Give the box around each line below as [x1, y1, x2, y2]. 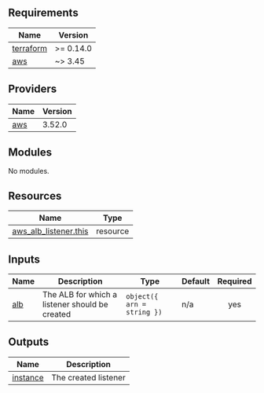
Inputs [8, 252, 41, 266]
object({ [125, 292, 159, 301]
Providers [8, 83, 57, 96]
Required [217, 276, 252, 287]
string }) [125, 308, 163, 317]
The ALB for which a [42, 289, 118, 300]
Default [181, 276, 211, 287]
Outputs [8, 336, 49, 349]
